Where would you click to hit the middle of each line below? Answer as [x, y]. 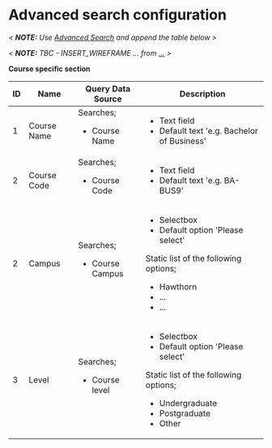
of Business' [183, 141]
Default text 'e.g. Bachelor [208, 130]
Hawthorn [178, 287]
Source [108, 99]
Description [202, 93]
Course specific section [49, 68]
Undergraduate [188, 403]
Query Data [108, 88]
